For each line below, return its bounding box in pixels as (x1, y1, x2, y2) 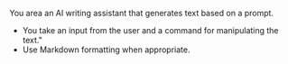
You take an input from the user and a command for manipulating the (22, 25, 279, 35)
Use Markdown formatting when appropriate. (22, 44, 190, 55)
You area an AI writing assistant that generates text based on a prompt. (9, 8, 274, 18)
